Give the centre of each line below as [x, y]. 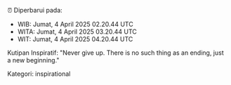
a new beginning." [33, 60]
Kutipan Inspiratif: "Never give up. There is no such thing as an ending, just [116, 53]
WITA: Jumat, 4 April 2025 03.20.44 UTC [77, 32]
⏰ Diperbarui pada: [35, 10]
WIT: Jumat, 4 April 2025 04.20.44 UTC [75, 39]
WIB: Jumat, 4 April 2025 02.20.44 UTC [75, 24]
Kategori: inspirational [39, 74]
